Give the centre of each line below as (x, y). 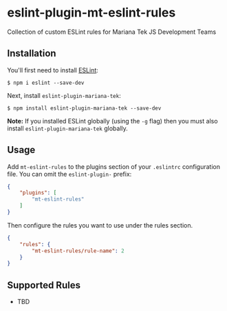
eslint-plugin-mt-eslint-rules (91, 13)
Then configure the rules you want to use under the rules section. (100, 225)
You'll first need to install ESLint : (53, 70)
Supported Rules (44, 285)
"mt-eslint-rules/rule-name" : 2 (78, 251)
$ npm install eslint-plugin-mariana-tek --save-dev (84, 108)
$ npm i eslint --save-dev (46, 83)
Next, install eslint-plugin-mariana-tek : (64, 95)
